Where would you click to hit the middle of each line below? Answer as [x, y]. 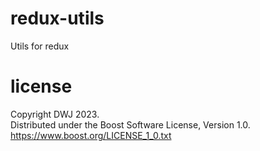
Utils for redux [40, 46]
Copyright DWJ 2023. [55, 114]
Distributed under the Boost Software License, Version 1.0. [130, 124]
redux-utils [57, 18]
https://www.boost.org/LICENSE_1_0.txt [91, 135]
